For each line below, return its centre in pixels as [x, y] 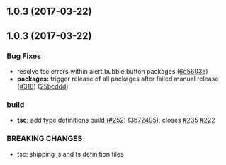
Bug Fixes [24, 56]
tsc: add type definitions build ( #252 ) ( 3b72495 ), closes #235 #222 [116, 120]
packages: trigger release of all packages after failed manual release [118, 79]
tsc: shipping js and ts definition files [70, 154]
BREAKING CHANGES [45, 139]
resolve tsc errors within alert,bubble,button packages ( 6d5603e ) [112, 72]
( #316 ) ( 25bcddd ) [43, 86]
